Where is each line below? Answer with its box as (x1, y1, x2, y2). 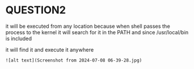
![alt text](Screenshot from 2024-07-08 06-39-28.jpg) (5, 57, 142, 63)
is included (5, 35, 32, 42)
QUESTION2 (5, 3, 66, 17)
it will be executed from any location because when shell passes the (5, 23, 171, 30)
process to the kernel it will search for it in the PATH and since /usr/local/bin (5, 28, 189, 35)
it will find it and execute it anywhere (5, 46, 94, 53)
